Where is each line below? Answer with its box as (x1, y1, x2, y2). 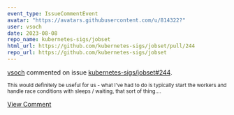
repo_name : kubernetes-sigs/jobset (7, 36, 111, 43)
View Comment (7, 100, 52, 108)
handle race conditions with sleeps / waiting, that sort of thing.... (7, 88, 162, 95)
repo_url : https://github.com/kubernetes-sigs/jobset (7, 49, 168, 56)
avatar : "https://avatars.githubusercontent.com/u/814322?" (7, 17, 187, 24)
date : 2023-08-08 (7, 29, 58, 37)
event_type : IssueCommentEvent (7, 10, 98, 17)
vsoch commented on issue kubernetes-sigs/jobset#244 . (7, 68, 173, 77)
